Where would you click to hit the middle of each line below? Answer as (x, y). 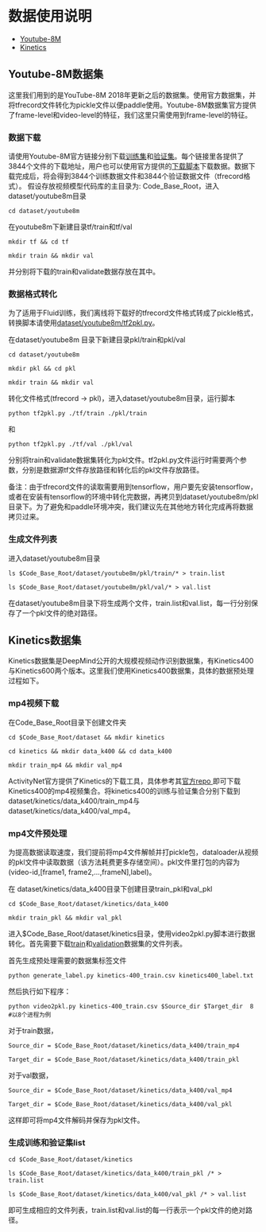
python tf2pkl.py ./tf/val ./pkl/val (71, 445)
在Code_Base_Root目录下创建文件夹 (67, 722)
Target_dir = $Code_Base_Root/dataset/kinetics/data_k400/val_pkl (120, 1105)
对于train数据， (33, 1031)
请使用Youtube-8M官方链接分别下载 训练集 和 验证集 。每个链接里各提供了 (126, 157)
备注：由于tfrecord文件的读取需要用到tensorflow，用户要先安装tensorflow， (133, 487)
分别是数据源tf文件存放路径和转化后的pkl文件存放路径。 (113, 470)
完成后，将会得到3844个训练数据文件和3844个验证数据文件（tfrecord (129, 177)
